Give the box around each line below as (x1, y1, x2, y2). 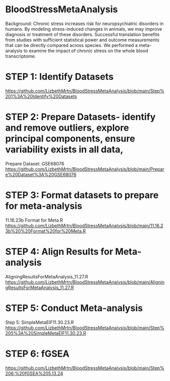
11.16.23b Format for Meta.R (5, 217, 63, 223)
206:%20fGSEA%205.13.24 (5, 370, 64, 376)
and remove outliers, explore (5, 122, 129, 134)
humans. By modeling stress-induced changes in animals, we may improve (5, 26, 162, 32)
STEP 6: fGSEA (5, 348, 70, 360)
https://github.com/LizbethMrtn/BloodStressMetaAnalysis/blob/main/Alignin (5, 279, 165, 285)
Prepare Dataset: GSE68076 (5, 160, 65, 166)
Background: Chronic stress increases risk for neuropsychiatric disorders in (5, 20, 164, 27)
